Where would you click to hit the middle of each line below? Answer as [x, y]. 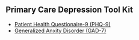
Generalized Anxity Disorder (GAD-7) [60, 30]
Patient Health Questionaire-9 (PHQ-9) [62, 24]
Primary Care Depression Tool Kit [69, 10]
